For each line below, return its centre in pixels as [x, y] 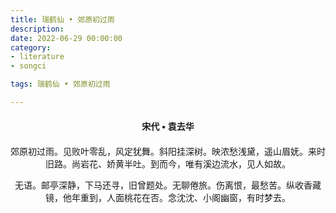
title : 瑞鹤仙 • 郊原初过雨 [62, 19]
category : [31, 47]
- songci [28, 66]
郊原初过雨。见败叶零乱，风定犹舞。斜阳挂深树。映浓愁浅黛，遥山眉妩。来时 [168, 151]
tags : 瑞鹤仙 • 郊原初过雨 [60, 84]
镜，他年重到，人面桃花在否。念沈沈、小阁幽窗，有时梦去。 [168, 197]
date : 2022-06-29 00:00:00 [66, 38]
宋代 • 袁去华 [168, 126]
